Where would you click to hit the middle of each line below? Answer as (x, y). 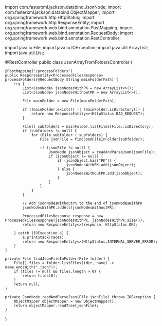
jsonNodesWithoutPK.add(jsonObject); (104, 173)
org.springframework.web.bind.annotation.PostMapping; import (69, 28)
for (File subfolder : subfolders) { (69, 135)
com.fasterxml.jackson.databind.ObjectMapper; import (60, 12)
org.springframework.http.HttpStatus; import (50, 17)
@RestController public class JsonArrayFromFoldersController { (69, 62)
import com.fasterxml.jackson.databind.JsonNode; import (63, 7)
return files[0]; (40, 276)
